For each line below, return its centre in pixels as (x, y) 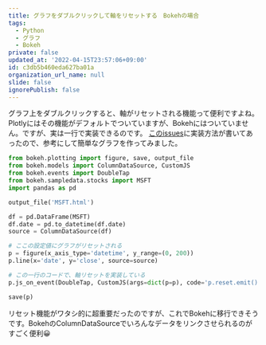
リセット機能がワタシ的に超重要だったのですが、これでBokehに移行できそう (133, 313)
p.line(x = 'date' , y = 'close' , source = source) (83, 261)
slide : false (30, 82)
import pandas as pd (43, 188)
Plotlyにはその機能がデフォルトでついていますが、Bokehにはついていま (125, 123)
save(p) (21, 297)
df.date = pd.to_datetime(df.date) (67, 224)
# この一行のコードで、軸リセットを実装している (77, 275)
